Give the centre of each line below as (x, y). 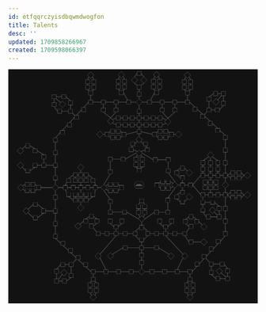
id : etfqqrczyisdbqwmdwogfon (56, 17)
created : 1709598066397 (47, 50)
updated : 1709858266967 (47, 42)
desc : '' (23, 33)
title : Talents (33, 25)
